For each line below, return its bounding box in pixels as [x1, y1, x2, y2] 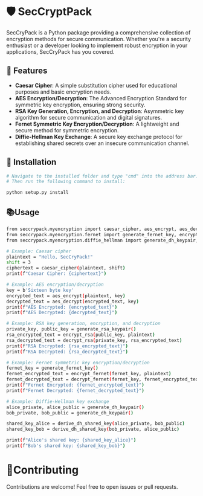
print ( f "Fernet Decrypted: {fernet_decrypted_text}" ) [6, 387, 145, 393]
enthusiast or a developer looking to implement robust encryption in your [6, 42, 188, 49]
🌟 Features [6, 66, 48, 76]
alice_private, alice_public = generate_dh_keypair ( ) [6, 404, 145, 410]
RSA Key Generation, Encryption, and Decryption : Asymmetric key [14, 107, 184, 115]
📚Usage [6, 207, 40, 217]
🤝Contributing [6, 463, 79, 477]
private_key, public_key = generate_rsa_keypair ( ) [6, 326, 137, 332]
